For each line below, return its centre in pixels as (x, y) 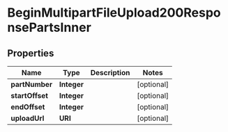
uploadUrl (28, 118)
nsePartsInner (50, 27)
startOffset (30, 96)
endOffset (28, 107)
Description (110, 73)
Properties (31, 53)
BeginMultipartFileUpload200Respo (114, 13)
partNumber (32, 84)
